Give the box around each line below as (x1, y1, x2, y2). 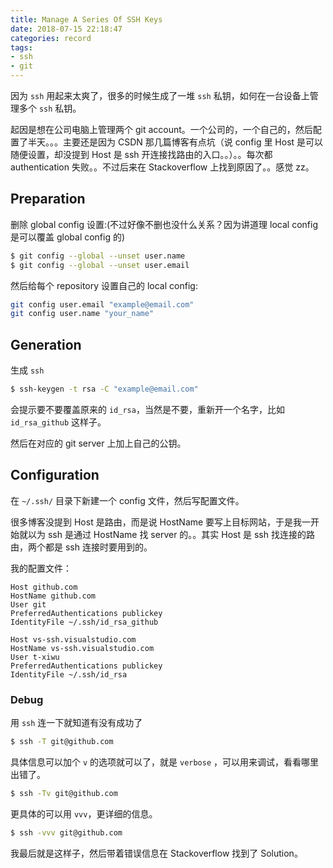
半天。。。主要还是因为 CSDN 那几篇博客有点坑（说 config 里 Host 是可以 (27, 136, 324, 148)
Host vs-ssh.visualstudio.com (10, 634, 137, 645)
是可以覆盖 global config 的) (10, 231, 126, 243)
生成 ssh (10, 364, 45, 376)
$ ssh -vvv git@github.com (10, 827, 123, 838)
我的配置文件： (10, 562, 72, 574)
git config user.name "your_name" (10, 309, 155, 319)
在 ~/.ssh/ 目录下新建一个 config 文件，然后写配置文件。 (10, 494, 245, 506)
